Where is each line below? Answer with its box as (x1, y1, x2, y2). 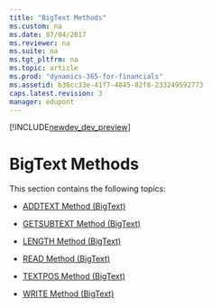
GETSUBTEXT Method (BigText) (22, 219, 142, 229)
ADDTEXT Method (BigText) (22, 201, 126, 212)
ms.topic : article (9, 64, 78, 73)
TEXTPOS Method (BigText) (22, 271, 126, 282)
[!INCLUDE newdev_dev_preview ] (9, 122, 131, 133)
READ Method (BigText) (22, 254, 111, 265)
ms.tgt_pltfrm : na (9, 55, 78, 64)
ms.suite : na (9, 47, 59, 56)
